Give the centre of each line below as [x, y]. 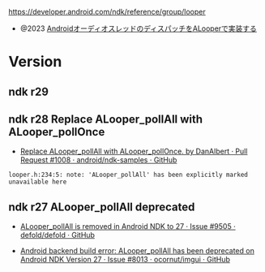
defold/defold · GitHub [58, 235]
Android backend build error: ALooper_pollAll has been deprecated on [137, 251]
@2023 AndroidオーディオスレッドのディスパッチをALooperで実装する [139, 28]
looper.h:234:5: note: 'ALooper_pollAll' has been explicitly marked [128, 175]
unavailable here [38, 182]
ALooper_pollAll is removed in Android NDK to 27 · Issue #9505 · [128, 227]
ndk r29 [28, 91]
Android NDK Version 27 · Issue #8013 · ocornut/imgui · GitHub [125, 260]
